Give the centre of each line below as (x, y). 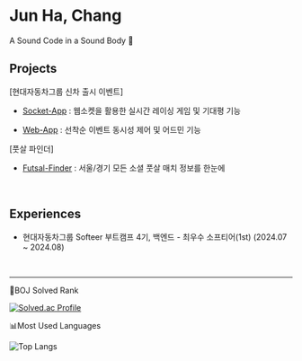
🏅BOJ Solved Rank (44, 290)
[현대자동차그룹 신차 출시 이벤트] (67, 92)
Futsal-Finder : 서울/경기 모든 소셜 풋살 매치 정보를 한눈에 (124, 168)
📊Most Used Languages (55, 325)
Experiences (45, 214)
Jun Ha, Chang (66, 16)
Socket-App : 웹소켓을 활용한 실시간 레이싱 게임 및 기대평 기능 (131, 110)
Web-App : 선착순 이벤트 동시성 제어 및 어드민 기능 (111, 129)
